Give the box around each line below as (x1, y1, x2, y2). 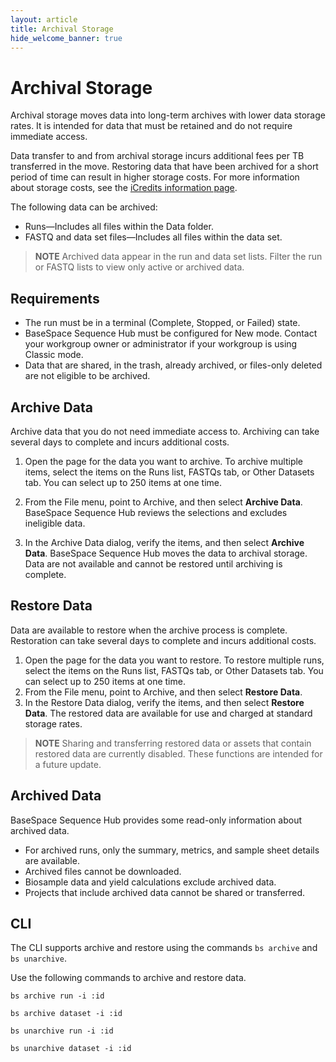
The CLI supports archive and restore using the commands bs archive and (10, 942, 318, 954)
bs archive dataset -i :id (10, 1009, 123, 1019)
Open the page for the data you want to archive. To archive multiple (24, 455, 304, 467)
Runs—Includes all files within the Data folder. (24, 221, 214, 233)
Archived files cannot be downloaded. (24, 865, 182, 877)
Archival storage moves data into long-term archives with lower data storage (10, 109, 326, 121)
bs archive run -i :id (10, 991, 105, 1001)
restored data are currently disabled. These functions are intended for (34, 747, 323, 760)
